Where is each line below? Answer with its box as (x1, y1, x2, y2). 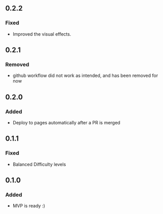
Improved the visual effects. (12, 31, 71, 37)
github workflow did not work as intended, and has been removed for (12, 72, 158, 78)
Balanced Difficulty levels (12, 161, 66, 167)
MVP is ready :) (12, 203, 45, 209)
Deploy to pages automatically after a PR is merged (12, 120, 121, 126)
